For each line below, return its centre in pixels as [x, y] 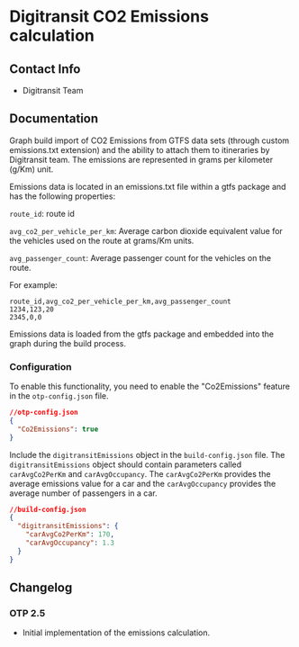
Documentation [54, 119]
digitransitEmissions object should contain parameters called [126, 464]
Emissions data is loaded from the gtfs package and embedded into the [142, 334]
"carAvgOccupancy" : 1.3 [70, 543]
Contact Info [45, 69]
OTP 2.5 [27, 614]
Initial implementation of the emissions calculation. [116, 633]
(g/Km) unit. [32, 169]
